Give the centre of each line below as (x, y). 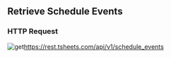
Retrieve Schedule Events (65, 12)
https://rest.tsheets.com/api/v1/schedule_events (94, 46)
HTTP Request (33, 31)
